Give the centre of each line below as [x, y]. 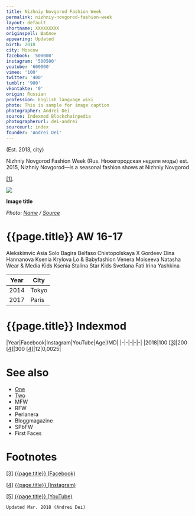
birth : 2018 [21, 45]
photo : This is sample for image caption [58, 105]
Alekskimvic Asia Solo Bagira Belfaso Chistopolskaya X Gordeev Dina [90, 253]
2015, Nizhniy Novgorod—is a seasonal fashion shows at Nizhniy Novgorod [98, 167]
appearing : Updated [30, 39]
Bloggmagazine [34, 420]
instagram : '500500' [32, 61]
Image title [19, 201]
